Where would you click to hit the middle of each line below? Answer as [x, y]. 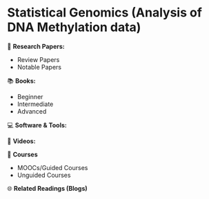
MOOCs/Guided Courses [52, 167]
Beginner [30, 96]
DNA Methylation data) [74, 27]
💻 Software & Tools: [37, 125]
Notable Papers [39, 67]
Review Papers [38, 59]
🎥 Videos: [21, 141]
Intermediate [35, 104]
